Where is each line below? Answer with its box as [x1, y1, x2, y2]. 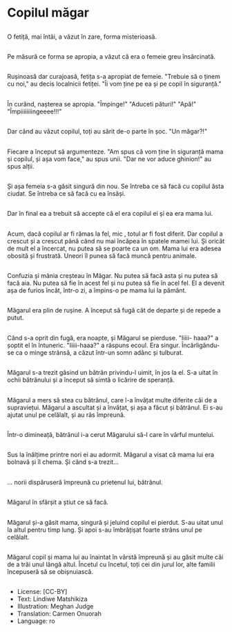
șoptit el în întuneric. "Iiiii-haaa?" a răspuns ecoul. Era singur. [7, 341, 181, 349]
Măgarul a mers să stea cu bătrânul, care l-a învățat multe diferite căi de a [7, 396, 217, 404]
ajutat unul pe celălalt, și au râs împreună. [7, 410, 126, 419]
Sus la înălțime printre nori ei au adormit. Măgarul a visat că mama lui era [7, 451, 215, 459]
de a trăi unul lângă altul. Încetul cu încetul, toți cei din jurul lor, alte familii [7, 560, 215, 568]
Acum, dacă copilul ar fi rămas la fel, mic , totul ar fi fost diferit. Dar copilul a [7, 230, 223, 238]
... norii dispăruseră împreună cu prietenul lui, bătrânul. [7, 478, 164, 486]
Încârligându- [182, 341, 220, 349]
